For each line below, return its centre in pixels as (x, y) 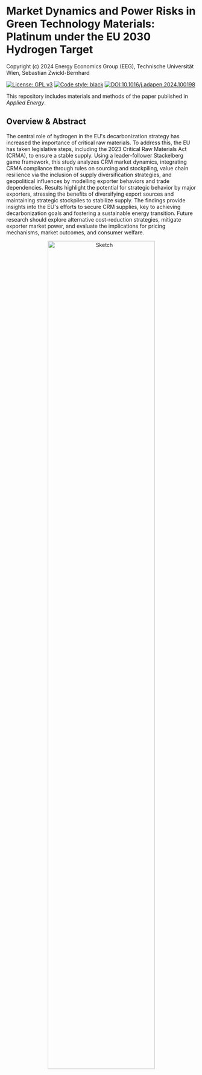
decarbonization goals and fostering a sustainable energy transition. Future (99, 213)
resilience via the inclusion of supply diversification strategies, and (89, 175)
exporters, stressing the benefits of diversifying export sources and (90, 194)
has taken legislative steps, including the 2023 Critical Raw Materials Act (96, 149)
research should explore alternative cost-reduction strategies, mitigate (94, 219)
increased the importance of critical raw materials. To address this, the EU (98, 143)
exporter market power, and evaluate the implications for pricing (86, 226)
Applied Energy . (26, 102)
